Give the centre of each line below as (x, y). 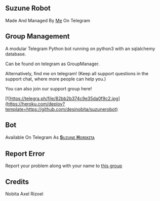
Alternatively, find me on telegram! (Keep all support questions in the (77, 73)
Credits (17, 182)
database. (16, 54)
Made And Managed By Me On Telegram (48, 20)
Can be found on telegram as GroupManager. (52, 64)
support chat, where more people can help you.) (56, 79)
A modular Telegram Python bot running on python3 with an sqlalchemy (80, 48)
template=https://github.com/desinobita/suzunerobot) (62, 109)
